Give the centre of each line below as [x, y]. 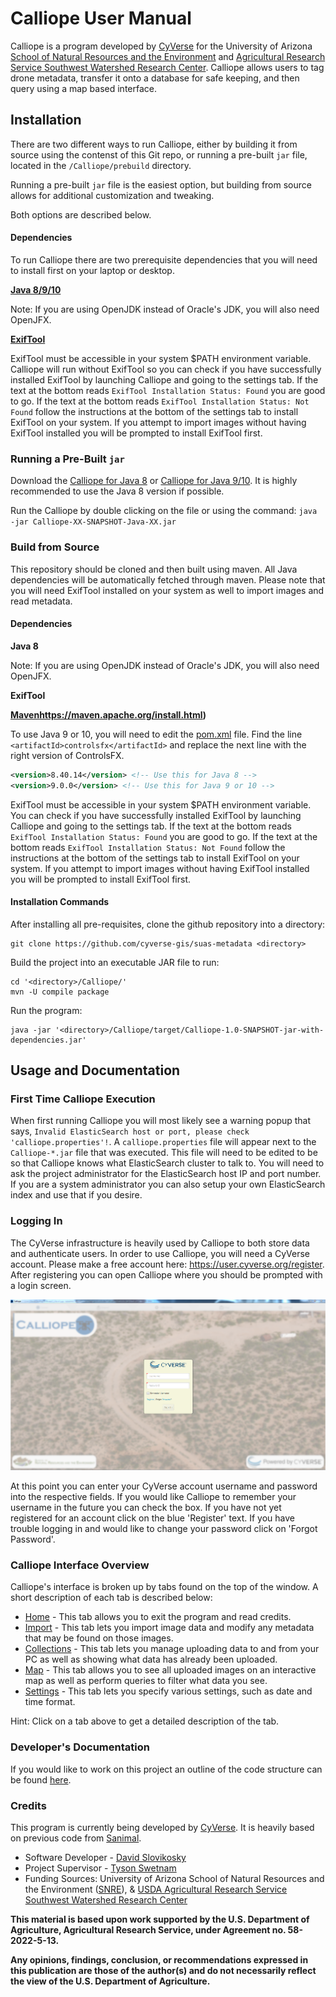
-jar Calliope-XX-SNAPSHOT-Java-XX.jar [93, 522]
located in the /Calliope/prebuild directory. [101, 165]
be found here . [41, 1779]
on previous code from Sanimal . [76, 1838]
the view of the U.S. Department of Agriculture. [110, 1981]
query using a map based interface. [84, 88]
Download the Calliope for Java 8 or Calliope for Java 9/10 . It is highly [154, 481]
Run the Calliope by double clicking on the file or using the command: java [164, 511]
